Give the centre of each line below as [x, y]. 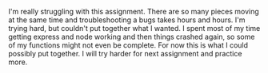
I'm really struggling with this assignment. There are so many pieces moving [134, 12]
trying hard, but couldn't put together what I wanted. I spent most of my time [134, 28]
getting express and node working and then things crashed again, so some [132, 36]
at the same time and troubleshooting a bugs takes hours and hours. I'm [127, 20]
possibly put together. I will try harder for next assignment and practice [125, 54]
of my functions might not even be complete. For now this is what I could [128, 45]
